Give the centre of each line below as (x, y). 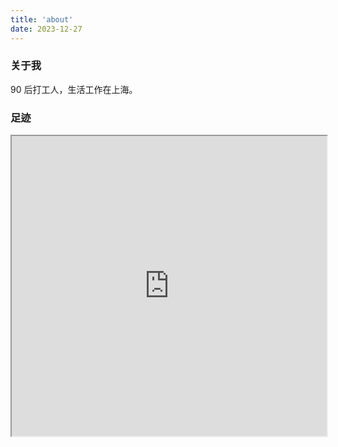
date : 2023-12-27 (46, 29)
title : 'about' (42, 19)
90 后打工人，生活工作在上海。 (74, 89)
